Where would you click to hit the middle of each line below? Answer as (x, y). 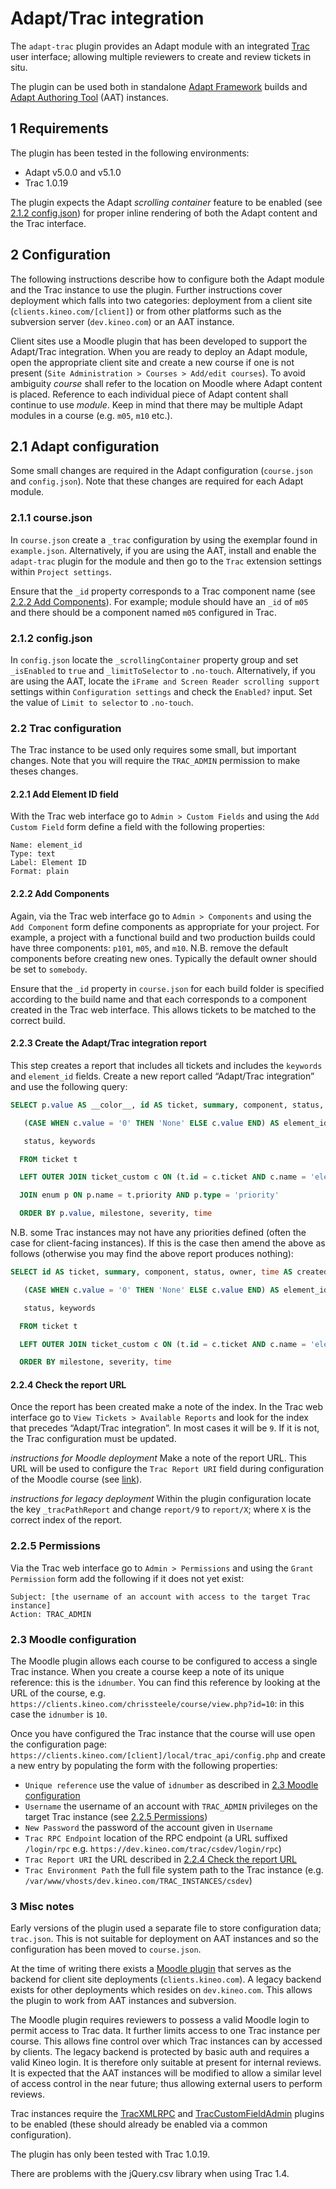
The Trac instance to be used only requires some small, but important (153, 750)
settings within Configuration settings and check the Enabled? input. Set (161, 691)
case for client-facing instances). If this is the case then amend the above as (168, 1243)
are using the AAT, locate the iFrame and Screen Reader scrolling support (165, 681)
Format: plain (40, 872)
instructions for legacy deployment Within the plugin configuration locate (161, 1499)
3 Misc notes (42, 1906)
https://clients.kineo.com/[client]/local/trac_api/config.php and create (168, 1755)
